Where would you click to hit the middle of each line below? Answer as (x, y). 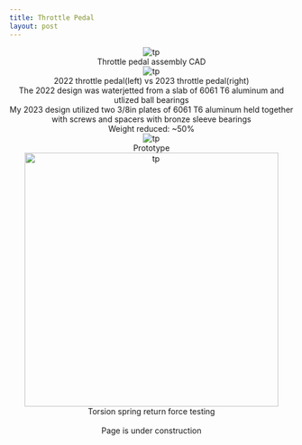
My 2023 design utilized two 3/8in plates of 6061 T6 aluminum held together (151, 109)
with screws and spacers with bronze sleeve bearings (151, 119)
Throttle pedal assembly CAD (151, 61)
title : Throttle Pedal (52, 18)
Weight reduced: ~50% (151, 128)
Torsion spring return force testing (151, 411)
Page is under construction (151, 431)
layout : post (34, 26)
